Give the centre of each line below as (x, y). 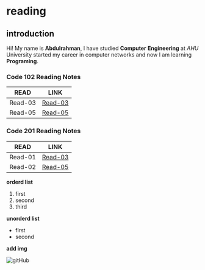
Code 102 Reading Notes (44, 77)
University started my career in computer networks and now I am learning (99, 55)
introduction (31, 34)
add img (17, 248)
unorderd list (23, 218)
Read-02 (23, 167)
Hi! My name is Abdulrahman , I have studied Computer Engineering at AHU (103, 48)
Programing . (22, 61)
